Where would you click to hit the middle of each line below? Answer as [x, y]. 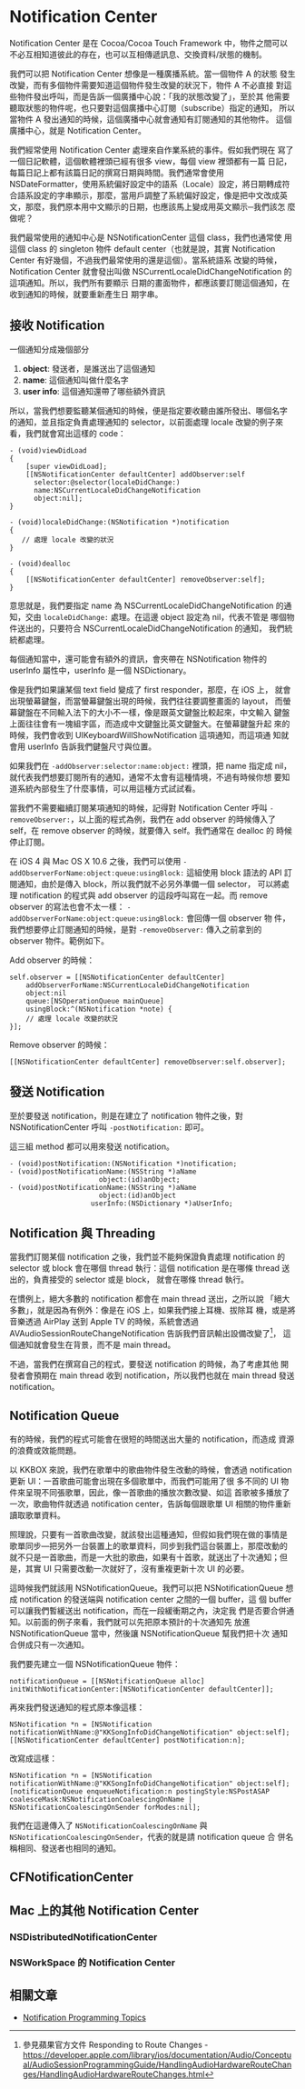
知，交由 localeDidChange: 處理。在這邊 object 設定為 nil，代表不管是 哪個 [148, 616]
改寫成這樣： [33, 1758]
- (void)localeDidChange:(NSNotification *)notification [119, 522]
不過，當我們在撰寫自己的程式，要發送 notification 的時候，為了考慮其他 [144, 1364]
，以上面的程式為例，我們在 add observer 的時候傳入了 [173, 819]
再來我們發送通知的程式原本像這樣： [77, 1707]
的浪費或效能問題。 [45, 1450]
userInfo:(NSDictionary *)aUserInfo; [162, 1203]
